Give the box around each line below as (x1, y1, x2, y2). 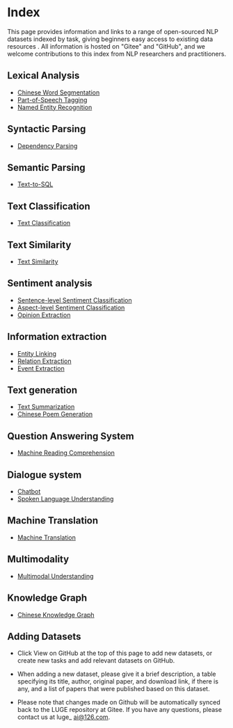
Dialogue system (7, 469, 82, 480)
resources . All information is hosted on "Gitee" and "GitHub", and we (7, 42, 206, 50)
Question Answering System (7, 430, 134, 442)
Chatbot (17, 487, 41, 496)
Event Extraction (17, 364, 65, 373)
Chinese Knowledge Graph (17, 610, 95, 619)
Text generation (7, 385, 78, 396)
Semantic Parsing (7, 161, 86, 173)
